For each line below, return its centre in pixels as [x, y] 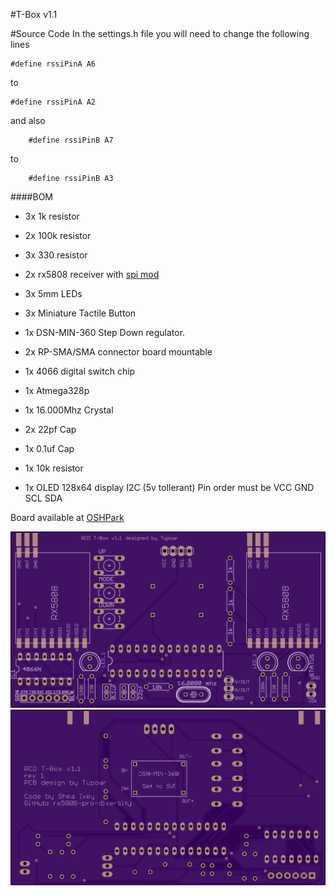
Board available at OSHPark [67, 517]
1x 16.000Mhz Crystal [69, 410]
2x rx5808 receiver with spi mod [92, 274]
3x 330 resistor [56, 255]
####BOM [31, 197]
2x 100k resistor [58, 235]
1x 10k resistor [54, 468]
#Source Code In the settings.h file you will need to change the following [160, 33]
